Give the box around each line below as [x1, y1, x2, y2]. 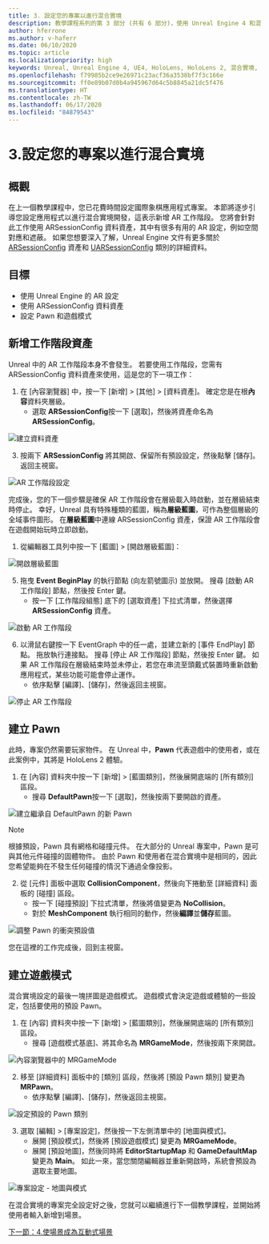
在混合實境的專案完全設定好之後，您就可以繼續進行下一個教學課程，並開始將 [8, 1200, 261, 1210]
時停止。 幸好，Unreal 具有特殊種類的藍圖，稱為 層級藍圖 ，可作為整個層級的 [8, 504, 259, 514]
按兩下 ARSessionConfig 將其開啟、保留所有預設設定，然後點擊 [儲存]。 [19, 450, 260, 460]
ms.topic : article [8, 49, 70, 57]
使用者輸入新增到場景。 [8, 1210, 86, 1220]
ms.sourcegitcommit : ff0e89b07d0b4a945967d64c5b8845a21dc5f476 [8, 78, 224, 86]
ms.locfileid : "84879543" [8, 109, 94, 117]
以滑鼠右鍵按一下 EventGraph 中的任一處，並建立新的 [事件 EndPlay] [19, 640, 247, 649]
